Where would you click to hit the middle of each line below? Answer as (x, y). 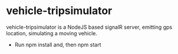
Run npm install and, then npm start (58, 45)
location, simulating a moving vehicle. (52, 33)
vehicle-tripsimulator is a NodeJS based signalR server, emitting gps (89, 27)
